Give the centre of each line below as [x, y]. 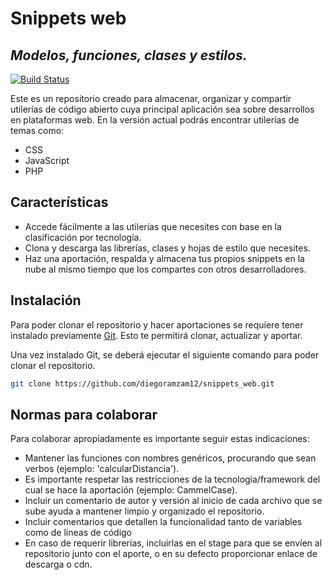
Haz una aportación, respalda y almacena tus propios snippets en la [164, 258]
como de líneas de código [78, 533]
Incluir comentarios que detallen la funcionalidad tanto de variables [163, 522]
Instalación [46, 300]
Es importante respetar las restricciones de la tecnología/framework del [172, 479]
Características [59, 202]
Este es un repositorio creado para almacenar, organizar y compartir [151, 98]
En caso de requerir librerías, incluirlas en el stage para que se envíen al [173, 543]
